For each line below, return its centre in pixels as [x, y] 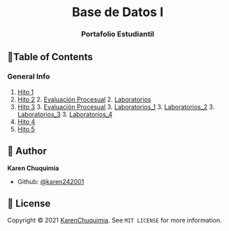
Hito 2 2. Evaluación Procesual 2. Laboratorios [84, 99]
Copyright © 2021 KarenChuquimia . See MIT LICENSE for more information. [114, 220]
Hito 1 [26, 92]
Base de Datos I [118, 12]
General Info [29, 76]
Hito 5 [26, 129]
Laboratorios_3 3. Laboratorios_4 [65, 114]
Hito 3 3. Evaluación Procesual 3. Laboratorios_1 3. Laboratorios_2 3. [116, 106]
